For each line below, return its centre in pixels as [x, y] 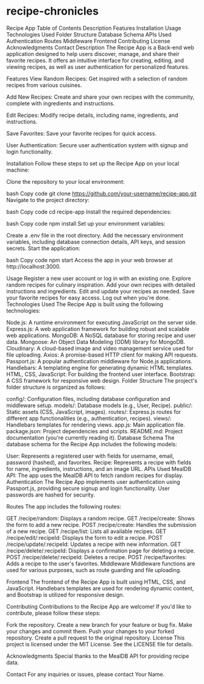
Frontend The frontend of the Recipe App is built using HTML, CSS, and [96, 582]
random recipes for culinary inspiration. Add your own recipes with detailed [101, 285]
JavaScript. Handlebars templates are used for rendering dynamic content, [100, 588]
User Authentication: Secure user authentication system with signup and [97, 145]
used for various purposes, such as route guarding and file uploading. [94, 570]
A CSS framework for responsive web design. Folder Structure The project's [102, 380]
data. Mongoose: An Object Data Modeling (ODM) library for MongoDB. [96, 341]
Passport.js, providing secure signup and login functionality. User [88, 488]
